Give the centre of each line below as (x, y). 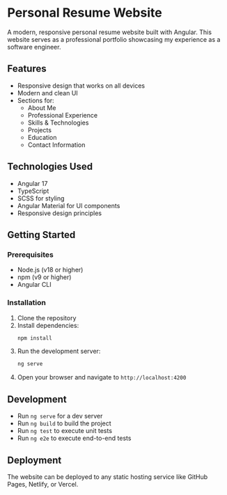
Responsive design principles (60, 213)
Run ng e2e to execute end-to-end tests (74, 438)
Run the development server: (59, 351)
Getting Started (41, 235)
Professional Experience (63, 115)
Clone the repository (47, 317)
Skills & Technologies (58, 123)
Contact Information (56, 145)
